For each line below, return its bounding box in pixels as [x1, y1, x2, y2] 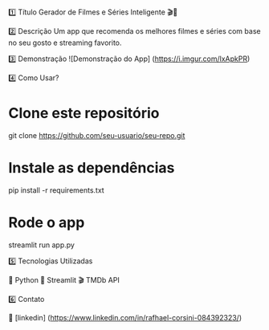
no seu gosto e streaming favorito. [8, 38, 122, 47]
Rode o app [8, 214, 85, 232]
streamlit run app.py [8, 240, 75, 250]
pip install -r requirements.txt [8, 185, 104, 195]
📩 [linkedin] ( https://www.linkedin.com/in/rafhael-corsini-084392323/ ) [8, 312, 243, 322]
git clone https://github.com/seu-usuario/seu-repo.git [8, 130, 185, 140]
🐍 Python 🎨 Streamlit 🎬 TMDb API [8, 275, 120, 284]
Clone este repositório [8, 104, 160, 123]
